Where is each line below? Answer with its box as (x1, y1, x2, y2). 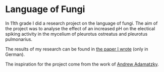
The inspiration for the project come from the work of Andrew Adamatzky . (5, 61, 159, 67)
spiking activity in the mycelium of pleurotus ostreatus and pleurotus (5, 31, 148, 37)
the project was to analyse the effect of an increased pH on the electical (5, 25, 155, 31)
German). (5, 51, 25, 57)
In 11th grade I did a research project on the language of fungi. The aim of (5, 20, 158, 26)
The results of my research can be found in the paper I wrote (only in (5, 46, 148, 52)
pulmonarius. (5, 36, 33, 42)
